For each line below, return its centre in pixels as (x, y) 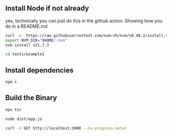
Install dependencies (39, 70)
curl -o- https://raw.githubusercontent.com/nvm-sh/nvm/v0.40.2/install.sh (88, 35)
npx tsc (14, 109)
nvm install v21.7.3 (27, 45)
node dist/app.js (24, 119)
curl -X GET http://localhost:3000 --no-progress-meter (66, 128)
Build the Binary (31, 98)
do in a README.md (26, 26)
